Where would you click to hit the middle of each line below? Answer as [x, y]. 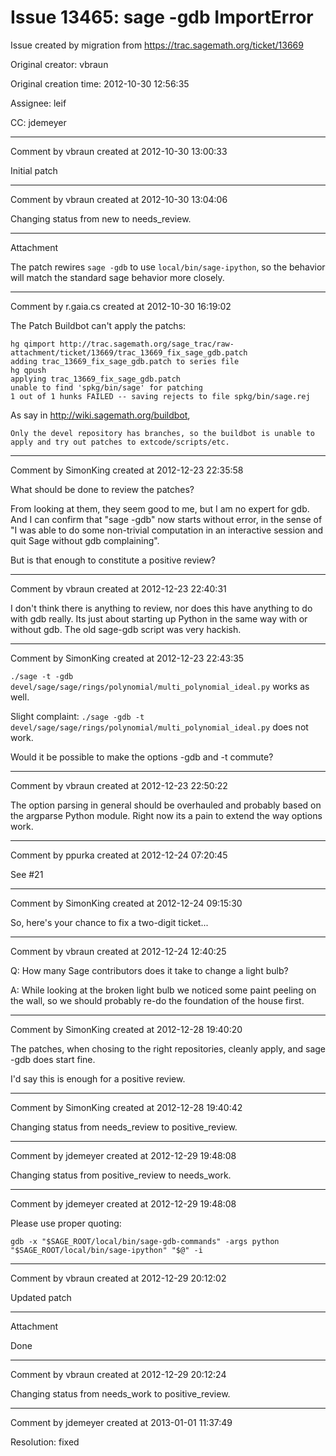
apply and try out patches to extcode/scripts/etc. [120, 442]
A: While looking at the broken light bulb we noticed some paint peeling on [163, 990]
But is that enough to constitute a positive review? [113, 560]
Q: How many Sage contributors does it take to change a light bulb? [149, 970]
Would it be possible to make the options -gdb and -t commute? [142, 757]
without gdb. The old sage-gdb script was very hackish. [126, 629]
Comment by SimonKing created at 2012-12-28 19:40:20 [126, 1029]
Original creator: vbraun [59, 64]
